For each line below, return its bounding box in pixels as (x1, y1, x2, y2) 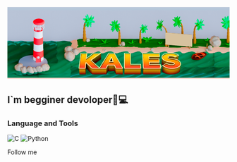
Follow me (7, 148, 37, 156)
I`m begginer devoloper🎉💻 (7, 94, 128, 106)
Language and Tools (7, 118, 79, 128)
